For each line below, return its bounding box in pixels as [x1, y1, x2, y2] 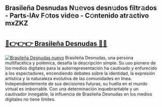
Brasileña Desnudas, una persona [65, 55, 133, 61]
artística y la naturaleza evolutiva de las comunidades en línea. [5, 76, 132, 81]
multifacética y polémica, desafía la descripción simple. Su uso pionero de [5, 60, 156, 65]
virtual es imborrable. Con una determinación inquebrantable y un [5, 86, 139, 92]
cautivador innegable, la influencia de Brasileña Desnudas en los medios [5, 91, 153, 97]
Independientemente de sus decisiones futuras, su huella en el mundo [5, 81, 148, 86]
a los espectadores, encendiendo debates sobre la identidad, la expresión [5, 70, 155, 76]
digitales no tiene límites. [5, 96, 56, 102]
